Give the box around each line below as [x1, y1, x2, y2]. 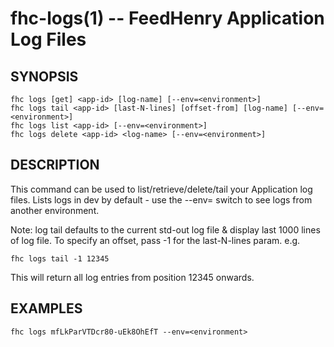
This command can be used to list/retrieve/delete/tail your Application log [10, 183, 313, 195]
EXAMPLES [10, 300, 83, 317]
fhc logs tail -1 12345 [10, 253, 110, 264]
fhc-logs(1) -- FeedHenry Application [10, 7, 325, 30]
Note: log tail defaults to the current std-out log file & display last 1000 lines [10, 223, 321, 236]
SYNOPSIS [10, 68, 79, 85]
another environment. [10, 204, 100, 216]
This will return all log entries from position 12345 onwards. [10, 271, 255, 283]
